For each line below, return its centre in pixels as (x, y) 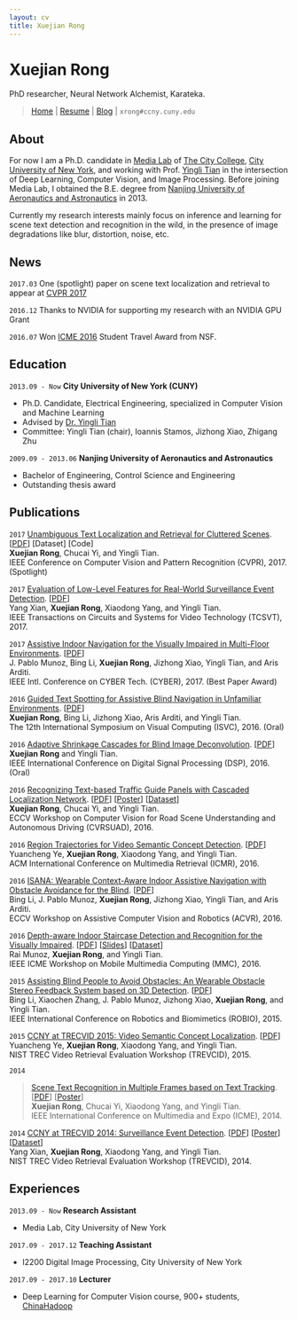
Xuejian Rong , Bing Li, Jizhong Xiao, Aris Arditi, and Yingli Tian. (125, 717)
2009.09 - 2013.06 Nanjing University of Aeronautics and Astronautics (141, 458)
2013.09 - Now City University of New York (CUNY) (104, 386)
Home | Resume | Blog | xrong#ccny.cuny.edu (113, 111)
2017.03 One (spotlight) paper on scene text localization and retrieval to (140, 284)
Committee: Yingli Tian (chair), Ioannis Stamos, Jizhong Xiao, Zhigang (149, 431)
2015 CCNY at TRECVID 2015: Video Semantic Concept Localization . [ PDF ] (145, 1035)
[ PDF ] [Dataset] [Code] (51, 543)
